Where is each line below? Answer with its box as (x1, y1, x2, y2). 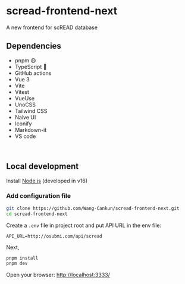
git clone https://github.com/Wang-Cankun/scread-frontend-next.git (6, 205, 180, 212)
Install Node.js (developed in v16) (6, 177, 88, 184)
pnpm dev (6, 260, 28, 267)
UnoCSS (14, 101, 36, 108)
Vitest (14, 88, 30, 96)
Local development (6, 162, 79, 172)
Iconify (14, 120, 32, 127)
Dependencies (6, 41, 61, 51)
